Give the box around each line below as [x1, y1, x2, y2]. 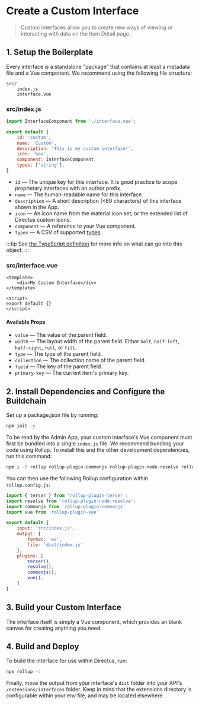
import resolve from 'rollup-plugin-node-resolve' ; [6, 498, 136, 504]
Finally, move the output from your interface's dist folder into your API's [6, 680, 182, 687]
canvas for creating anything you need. [6, 624, 102, 631]
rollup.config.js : [6, 481, 50, 488]
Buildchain [6, 395, 46, 406]
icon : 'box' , [17, 151, 49, 157]
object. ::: [6, 246, 30, 253]
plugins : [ [17, 553, 44, 559]
